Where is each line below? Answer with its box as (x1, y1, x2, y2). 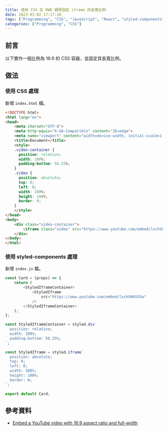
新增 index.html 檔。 (5, 100, 48, 106)
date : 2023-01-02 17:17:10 (5, 12, 61, 17)
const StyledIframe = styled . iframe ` (5, 349, 84, 355)
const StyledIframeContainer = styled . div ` (5, 322, 97, 327)
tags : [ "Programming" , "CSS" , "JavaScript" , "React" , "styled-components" (5, 17, 164, 22)
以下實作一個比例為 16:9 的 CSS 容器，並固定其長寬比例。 (5, 56, 124, 62)
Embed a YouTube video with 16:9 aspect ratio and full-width (12, 420, 138, 426)
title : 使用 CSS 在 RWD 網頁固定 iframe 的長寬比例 (5, 7, 106, 13)
